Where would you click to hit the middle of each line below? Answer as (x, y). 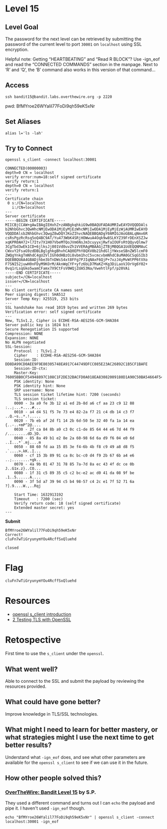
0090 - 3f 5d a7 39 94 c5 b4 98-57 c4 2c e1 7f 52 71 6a (74, 482)
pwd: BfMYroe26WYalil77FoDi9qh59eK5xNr (50, 106)
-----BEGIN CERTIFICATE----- (35, 221)
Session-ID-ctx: (31, 368)
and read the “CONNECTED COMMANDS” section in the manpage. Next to (82, 64)
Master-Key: (26, 373)
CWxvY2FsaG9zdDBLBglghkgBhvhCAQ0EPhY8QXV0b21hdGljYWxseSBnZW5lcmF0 (77, 251)
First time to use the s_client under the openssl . (55, 653)
